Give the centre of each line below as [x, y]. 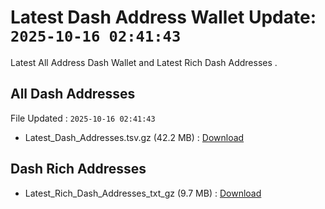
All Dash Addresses [73, 94]
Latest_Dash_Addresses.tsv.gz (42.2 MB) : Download [134, 137]
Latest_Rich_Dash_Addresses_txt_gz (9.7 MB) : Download [143, 193]
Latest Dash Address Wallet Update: [163, 17]
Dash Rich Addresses [78, 169]
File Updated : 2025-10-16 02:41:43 [83, 118]
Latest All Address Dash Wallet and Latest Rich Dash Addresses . [144, 62]
